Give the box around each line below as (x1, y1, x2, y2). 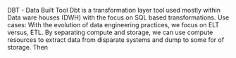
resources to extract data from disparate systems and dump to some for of (7, 36, 224, 44)
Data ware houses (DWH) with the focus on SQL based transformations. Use (7, 13, 230, 22)
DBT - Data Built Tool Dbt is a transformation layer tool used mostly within (7, 6, 221, 14)
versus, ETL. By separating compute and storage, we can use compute (7, 28, 213, 36)
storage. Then (7, 43, 48, 51)
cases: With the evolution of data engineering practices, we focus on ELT (7, 21, 220, 29)
